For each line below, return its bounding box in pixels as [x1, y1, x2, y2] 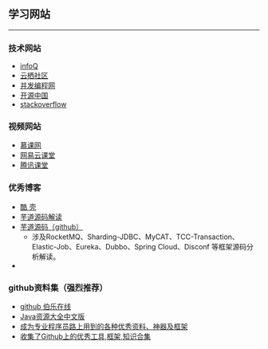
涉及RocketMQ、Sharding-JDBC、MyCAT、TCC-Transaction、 [31, 232, 239, 241]
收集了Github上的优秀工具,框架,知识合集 [19, 331, 152, 341]
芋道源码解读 [19, 212, 62, 222]
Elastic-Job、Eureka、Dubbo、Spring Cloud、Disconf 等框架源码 [31, 241, 247, 251]
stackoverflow [19, 100, 67, 109]
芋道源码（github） [19, 222, 84, 231]
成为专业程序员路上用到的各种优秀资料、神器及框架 [19, 322, 188, 331]
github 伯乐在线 [19, 302, 72, 311]
